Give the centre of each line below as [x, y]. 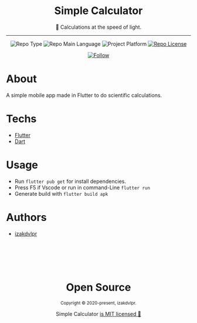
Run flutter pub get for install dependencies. [70, 181]
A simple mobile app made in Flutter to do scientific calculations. [84, 95]
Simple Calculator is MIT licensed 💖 [98, 314]
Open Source [98, 287]
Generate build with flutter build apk [61, 193]
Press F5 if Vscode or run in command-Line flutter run [82, 187]
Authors [26, 217]
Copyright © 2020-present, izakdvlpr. [98, 303]
